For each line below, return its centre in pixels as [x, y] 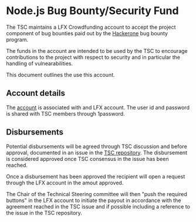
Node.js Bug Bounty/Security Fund [92, 11]
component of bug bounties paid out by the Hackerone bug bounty [87, 33]
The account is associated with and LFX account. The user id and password [98, 107]
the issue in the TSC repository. [44, 213]
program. [17, 39]
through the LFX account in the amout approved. [65, 183]
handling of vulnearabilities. [40, 63]
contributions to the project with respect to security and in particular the [93, 57]
